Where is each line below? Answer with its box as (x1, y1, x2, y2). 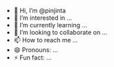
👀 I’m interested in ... (13, 14, 73, 22)
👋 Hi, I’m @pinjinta (13, 7, 66, 14)
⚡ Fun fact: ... (13, 53, 52, 62)
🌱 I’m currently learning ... (13, 21, 88, 29)
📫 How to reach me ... (13, 36, 78, 44)
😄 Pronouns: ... (13, 46, 59, 54)
